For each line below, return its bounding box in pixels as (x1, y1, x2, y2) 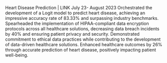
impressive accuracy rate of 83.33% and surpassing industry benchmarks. (5, 15, 159, 21)
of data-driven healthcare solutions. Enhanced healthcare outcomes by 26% (5, 42, 163, 47)
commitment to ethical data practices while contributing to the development (5, 36, 161, 42)
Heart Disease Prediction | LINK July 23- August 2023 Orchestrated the (5, 5, 153, 10)
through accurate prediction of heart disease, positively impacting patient (5, 47, 156, 53)
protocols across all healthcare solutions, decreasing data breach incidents (5, 26, 160, 32)
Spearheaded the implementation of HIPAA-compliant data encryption (5, 20, 150, 26)
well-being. (5, 52, 28, 58)
